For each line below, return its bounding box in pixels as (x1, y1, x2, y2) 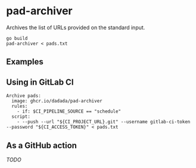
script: (11, 114, 31, 120)
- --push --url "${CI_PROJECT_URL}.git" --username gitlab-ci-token (17, 119, 191, 125)
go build (6, 35, 28, 41)
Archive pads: (6, 93, 42, 99)
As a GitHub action (6, 140, 77, 150)
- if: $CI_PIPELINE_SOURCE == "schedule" (17, 108, 121, 114)
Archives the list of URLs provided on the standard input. (6, 24, 145, 31)
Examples (6, 57, 43, 67)
